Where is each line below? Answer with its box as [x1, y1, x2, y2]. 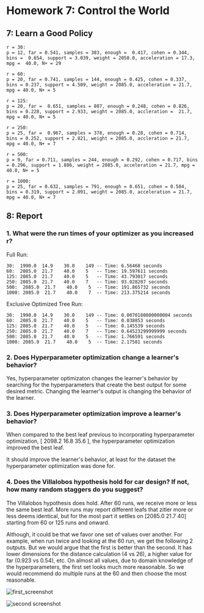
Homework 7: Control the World [6, 4, 170, 18]
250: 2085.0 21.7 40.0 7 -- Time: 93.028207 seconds [6, 279, 168, 285]
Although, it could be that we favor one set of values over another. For [6, 530, 183, 538]
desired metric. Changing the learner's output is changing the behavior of [6, 387, 192, 395]
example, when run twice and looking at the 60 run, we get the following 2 [6, 537, 194, 544]
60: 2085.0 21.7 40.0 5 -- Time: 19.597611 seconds [6, 268, 168, 274]
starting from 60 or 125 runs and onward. [6, 519, 110, 526]
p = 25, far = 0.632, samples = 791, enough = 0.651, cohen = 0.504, [6, 184, 188, 190]
